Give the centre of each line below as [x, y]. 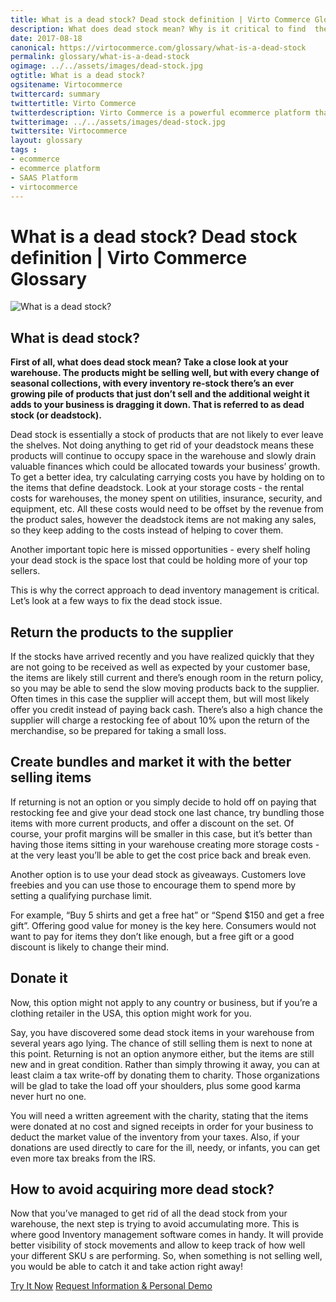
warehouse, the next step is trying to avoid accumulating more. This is [155, 1224]
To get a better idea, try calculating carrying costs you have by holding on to [167, 477]
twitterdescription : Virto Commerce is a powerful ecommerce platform [160, 112]
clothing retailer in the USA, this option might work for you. [131, 1013]
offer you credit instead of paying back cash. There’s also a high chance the [166, 709]
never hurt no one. [48, 1096]
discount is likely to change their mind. [90, 947]
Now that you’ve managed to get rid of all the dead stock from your [149, 1213]
